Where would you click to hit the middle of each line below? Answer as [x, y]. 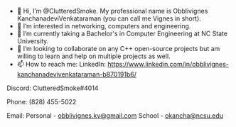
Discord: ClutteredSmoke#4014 [53, 88]
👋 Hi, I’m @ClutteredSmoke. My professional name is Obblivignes [112, 11]
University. [33, 41]
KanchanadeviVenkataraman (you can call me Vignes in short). [109, 18]
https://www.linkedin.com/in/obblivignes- [168, 64]
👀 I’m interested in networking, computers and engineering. [104, 26]
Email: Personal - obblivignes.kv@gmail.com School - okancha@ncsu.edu [115, 116]
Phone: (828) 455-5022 [42, 102]
